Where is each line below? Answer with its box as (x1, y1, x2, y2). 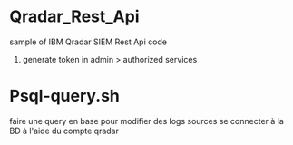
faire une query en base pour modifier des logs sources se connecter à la (9, 115, 284, 126)
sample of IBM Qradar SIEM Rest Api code (9, 36, 168, 47)
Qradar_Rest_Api (9, 6, 140, 27)
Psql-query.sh (9, 86, 121, 106)
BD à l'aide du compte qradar (9, 125, 120, 136)
